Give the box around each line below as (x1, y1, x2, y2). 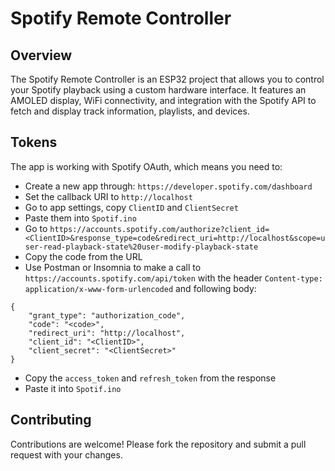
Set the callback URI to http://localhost (24, 190, 193, 202)
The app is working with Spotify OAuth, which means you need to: (10, 160, 283, 172)
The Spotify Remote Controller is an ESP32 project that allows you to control (10, 73, 325, 85)
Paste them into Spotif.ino (24, 212, 137, 224)
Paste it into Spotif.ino (24, 382, 122, 394)
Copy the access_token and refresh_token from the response (24, 372, 277, 384)
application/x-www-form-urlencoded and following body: (24, 282, 257, 294)
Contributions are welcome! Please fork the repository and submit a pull (10, 438, 307, 450)
